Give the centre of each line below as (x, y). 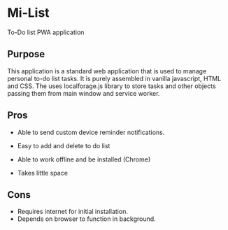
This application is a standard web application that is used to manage (107, 71)
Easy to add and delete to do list (64, 145)
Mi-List (29, 13)
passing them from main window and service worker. (84, 93)
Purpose (26, 54)
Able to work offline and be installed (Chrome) (84, 159)
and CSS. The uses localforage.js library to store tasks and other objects (112, 86)
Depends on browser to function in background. (86, 219)
